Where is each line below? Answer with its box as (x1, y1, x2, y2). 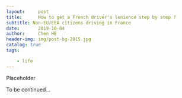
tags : (6, 48, 20, 53)
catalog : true (6, 42, 41, 48)
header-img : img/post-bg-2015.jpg (6, 36, 92, 42)
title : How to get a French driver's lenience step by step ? (6, 14, 177, 20)
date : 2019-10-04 (6, 25, 65, 31)
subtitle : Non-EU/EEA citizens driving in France (6, 20, 132, 26)
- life (17, 58, 33, 64)
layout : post (6, 8, 49, 15)
